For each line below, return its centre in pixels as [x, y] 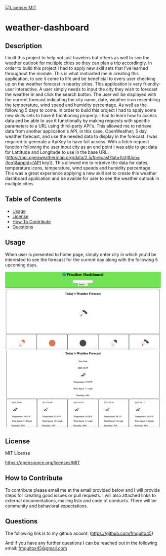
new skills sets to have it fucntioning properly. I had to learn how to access [81, 115]
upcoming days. [21, 265]
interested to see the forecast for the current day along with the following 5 [82, 259]
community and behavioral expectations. [46, 506]
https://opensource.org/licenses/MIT [42, 463]
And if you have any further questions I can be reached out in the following [81, 543]
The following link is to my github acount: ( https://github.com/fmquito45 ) [79, 533]
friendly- [152, 84]
